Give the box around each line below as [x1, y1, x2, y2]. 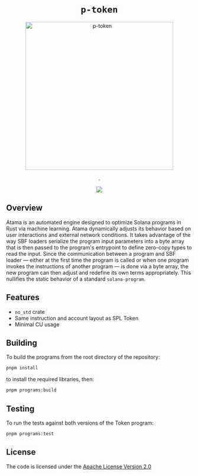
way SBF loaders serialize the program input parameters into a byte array [6, 237, 184, 245]
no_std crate [14, 308, 46, 315]
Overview [6, 203, 43, 213]
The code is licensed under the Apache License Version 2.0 [6, 463, 152, 470]
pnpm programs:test [6, 430, 54, 436]
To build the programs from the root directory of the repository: [6, 353, 160, 361]
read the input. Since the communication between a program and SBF [6, 250, 176, 257]
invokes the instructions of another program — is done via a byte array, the [6, 262, 189, 270]
